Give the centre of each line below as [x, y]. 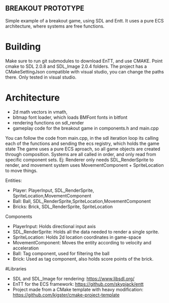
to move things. [22, 170]
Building [23, 47]
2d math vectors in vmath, [40, 112]
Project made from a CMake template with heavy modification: [78, 289]
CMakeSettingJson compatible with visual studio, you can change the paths [84, 71]
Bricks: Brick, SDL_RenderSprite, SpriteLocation [63, 207]
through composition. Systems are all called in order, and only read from [81, 154]
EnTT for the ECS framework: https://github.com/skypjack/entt [78, 284]
